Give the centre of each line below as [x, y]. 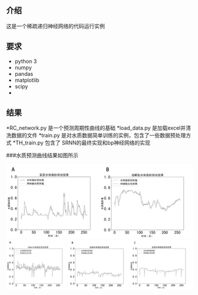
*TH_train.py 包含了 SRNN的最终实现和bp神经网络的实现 [82, 143]
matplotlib [27, 80]
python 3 [26, 61]
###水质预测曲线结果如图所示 [42, 155]
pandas [24, 73]
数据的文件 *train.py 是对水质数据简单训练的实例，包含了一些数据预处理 [98, 136]
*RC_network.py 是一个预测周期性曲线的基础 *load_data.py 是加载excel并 [96, 128]
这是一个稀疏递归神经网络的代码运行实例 [55, 26]
